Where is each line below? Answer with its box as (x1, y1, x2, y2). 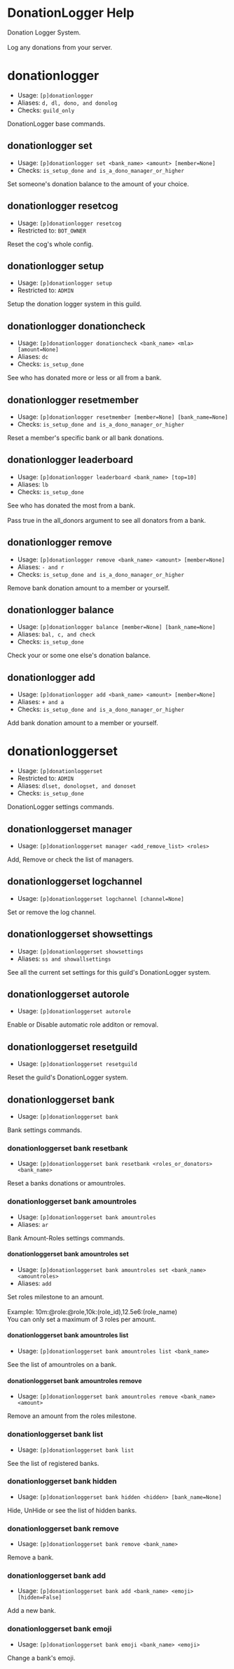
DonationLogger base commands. (7, 119, 106, 128)
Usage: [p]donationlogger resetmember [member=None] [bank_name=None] (17, 413, 228, 421)
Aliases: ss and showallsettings (17, 954, 111, 963)
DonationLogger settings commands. (7, 803, 114, 811)
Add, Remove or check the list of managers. (7, 855, 135, 864)
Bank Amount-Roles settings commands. (7, 1233, 125, 1242)
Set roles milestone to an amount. (7, 1292, 104, 1301)
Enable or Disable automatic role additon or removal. (7, 1020, 159, 1029)
